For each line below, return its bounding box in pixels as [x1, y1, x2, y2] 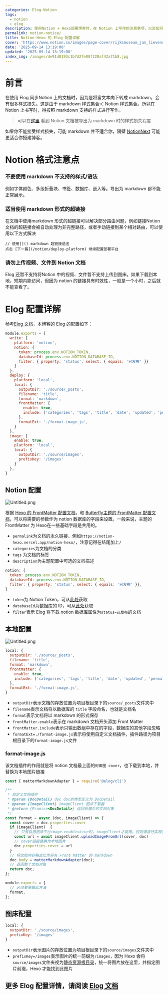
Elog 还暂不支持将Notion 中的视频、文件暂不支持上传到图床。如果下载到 [5, 272, 153, 278]
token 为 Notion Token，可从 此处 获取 [12, 596, 88, 602]
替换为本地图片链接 [5, 769, 45, 775]
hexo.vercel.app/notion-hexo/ [12, 540, 76, 545]
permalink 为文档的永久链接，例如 [12, 533, 81, 539]
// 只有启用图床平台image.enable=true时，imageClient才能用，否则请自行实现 [14, 830, 162, 835]
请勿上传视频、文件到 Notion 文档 [5, 259, 86, 266]
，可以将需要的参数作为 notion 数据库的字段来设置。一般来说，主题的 [9, 516, 152, 522]
